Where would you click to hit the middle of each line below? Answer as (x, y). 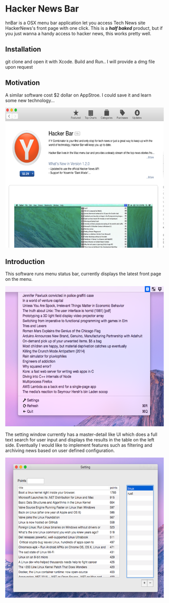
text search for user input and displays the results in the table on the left (80, 440)
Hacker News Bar (42, 9)
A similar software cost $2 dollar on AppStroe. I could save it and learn (78, 95)
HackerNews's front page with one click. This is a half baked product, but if (84, 28)
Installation (23, 49)
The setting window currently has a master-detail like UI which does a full (81, 434)
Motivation (23, 83)
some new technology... (30, 100)
